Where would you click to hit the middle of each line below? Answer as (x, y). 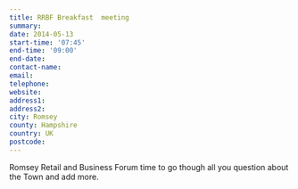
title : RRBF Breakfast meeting (69, 17)
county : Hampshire (43, 126)
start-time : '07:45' (48, 42)
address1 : (28, 100)
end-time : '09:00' (43, 51)
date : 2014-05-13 (41, 34)
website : (25, 92)
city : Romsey (33, 117)
